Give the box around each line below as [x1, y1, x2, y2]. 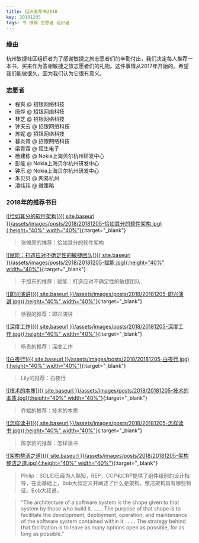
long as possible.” [20, 531, 65, 538]
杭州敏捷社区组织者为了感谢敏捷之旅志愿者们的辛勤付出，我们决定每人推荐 [6, 54, 188, 62]
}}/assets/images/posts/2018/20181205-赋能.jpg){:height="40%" [6, 259, 165, 266]
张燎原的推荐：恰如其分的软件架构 [20, 239, 104, 246]
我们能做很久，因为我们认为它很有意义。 [6, 69, 105, 77]
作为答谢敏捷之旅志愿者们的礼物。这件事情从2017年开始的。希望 [31, 62, 189, 69]
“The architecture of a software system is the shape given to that [20, 499, 179, 506]
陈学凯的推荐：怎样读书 [20, 439, 78, 447]
